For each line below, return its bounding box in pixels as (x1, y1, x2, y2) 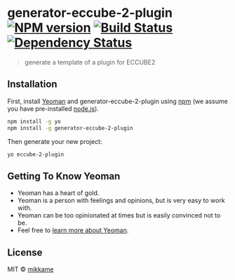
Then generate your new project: (7, 137, 102, 145)
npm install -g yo (7, 118, 61, 125)
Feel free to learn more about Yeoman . (17, 226, 129, 234)
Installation (7, 79, 58, 91)
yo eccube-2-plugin (7, 151, 65, 158)
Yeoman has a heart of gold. (17, 189, 100, 197)
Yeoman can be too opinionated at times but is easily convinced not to (17, 211, 221, 220)
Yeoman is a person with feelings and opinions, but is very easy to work (17, 196, 226, 205)
